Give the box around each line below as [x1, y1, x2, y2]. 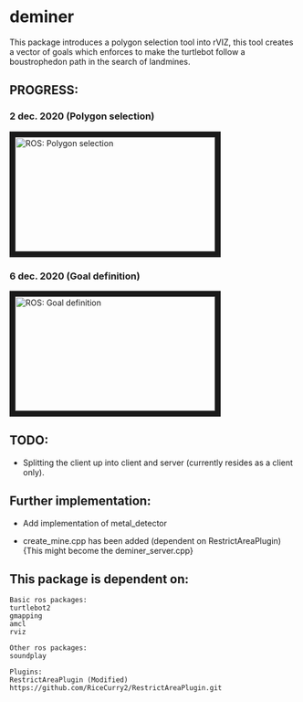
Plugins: [9, 667, 43, 677]
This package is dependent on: [9, 571, 190, 587]
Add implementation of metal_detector [22, 517, 167, 528]
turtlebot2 [9, 603, 51, 613]
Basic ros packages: [9, 596, 89, 605]
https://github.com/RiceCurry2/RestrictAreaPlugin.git [9, 684, 223, 693]
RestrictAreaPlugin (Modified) [9, 675, 129, 685]
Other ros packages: [9, 643, 89, 653]
